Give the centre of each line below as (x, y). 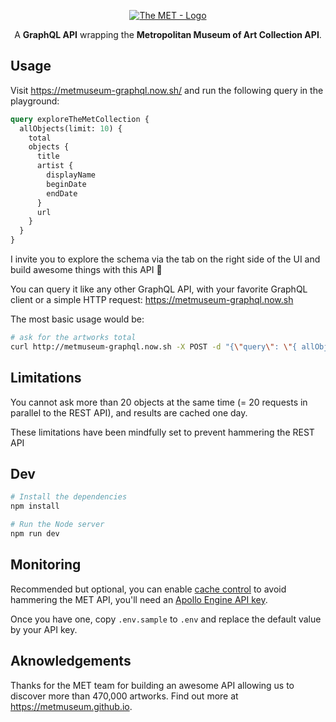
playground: (35, 101)
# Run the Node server (57, 525)
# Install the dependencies (69, 497)
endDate (62, 193)
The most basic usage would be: (77, 319)
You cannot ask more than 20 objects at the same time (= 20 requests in (159, 402)
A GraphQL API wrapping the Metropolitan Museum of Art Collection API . (168, 34)
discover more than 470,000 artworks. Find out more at (124, 696)
